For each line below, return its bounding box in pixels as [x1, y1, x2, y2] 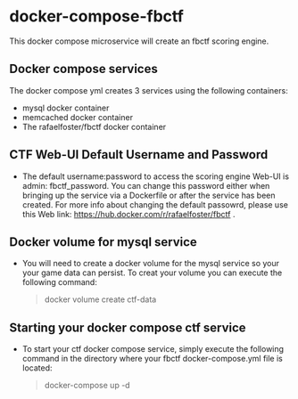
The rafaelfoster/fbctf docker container [21, 121, 167, 132]
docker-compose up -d [44, 380, 131, 391]
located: [21, 362, 53, 373]
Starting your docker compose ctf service [9, 320, 247, 335]
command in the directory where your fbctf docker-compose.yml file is [21, 354, 283, 364]
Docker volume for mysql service [9, 234, 198, 249]
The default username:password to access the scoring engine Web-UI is [21, 171, 290, 182]
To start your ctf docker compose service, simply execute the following [21, 344, 284, 354]
